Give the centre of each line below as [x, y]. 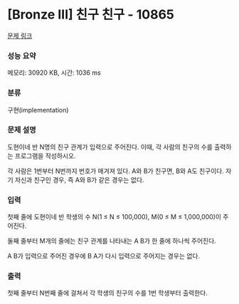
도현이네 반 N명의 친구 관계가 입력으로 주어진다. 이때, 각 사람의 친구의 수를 [110, 147]
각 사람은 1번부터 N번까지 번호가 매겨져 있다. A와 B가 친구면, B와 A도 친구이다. [116, 171]
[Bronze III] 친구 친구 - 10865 [91, 15]
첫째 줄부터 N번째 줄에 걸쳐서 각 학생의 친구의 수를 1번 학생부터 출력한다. [107, 293]
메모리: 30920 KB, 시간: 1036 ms [54, 73]
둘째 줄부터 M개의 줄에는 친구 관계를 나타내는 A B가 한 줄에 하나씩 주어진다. [112, 241]
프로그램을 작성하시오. [45, 156]
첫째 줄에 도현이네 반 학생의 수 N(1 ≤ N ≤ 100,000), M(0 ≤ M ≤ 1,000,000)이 [115, 217]
